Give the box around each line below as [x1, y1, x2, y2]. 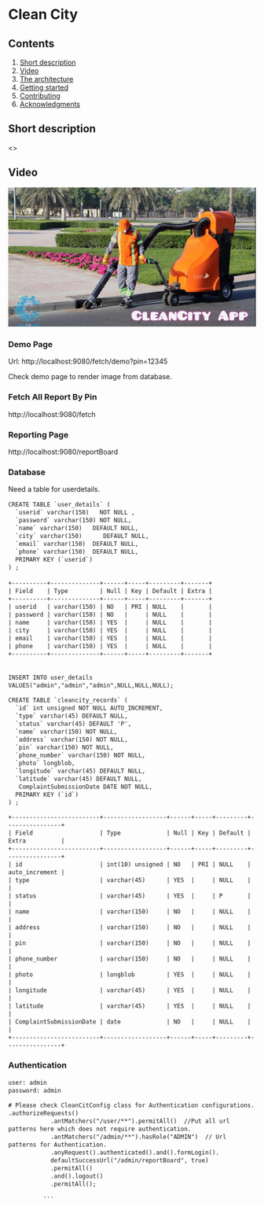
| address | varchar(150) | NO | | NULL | [8, 924, 251, 931]
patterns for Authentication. [8, 1141, 108, 1149]
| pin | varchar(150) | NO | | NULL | [8, 939, 251, 947]
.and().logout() [49, 1172, 104, 1180]
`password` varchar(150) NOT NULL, [15, 517, 132, 525]
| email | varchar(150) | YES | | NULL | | [8, 635, 213, 643]
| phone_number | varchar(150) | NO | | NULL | [8, 955, 251, 963]
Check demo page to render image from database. [8, 372, 173, 382]
